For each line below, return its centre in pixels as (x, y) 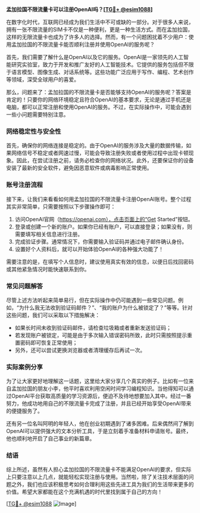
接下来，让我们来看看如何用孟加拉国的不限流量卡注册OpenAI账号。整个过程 (99, 199)
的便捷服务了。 (24, 411)
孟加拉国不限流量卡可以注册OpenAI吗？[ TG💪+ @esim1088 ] (79, 9)
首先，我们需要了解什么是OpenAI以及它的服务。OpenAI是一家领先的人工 (95, 57)
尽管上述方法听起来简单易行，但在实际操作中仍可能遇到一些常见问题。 (92, 300)
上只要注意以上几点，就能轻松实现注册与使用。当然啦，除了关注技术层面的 (97, 477)
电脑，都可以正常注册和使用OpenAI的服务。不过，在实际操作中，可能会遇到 (99, 107)
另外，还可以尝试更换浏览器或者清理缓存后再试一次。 (80, 350)
